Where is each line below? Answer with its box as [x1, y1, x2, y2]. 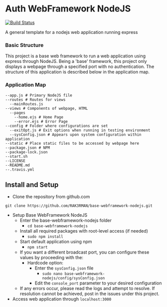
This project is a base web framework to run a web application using [5, 53, 146, 59]
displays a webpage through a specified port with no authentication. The [5, 63, 155, 70]
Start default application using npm [19, 239, 92, 245]
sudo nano [42, 272, 63, 277]
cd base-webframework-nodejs [27, 224, 88, 229]
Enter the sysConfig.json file [34, 265, 94, 271]
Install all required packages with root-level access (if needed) [19, 228, 149, 234]
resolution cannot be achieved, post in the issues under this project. [19, 291, 160, 297]
